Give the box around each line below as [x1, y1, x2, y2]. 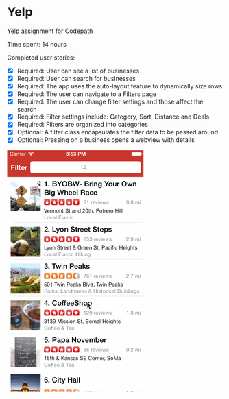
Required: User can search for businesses [16, 75, 136, 82]
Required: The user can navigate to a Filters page [16, 90, 156, 98]
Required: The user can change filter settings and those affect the [16, 97, 204, 106]
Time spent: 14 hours [7, 40, 67, 48]
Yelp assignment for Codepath [7, 27, 93, 35]
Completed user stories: [7, 53, 75, 62]
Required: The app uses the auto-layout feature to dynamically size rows [16, 82, 223, 90]
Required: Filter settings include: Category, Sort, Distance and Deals [16, 112, 210, 121]
